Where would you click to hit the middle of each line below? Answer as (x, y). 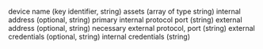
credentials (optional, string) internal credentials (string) (99, 36)
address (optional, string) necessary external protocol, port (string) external (131, 28)
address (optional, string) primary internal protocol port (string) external (126, 20)
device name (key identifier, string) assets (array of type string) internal (125, 11)
